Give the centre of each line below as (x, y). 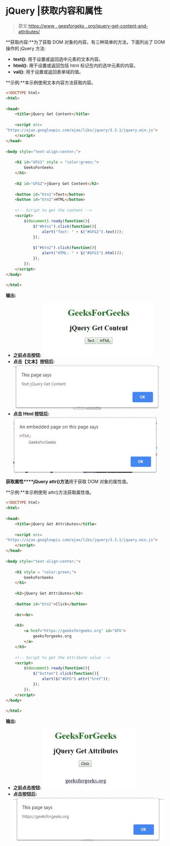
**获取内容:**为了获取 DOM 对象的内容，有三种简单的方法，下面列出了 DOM (85, 42)
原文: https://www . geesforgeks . (52, 26)
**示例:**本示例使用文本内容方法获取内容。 (51, 83)
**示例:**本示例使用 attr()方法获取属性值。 (50, 492)
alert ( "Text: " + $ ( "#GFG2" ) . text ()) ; (83, 232)
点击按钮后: (25, 794)
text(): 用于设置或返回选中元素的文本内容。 (58, 59)
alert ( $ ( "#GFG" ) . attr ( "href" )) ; (76, 679)
